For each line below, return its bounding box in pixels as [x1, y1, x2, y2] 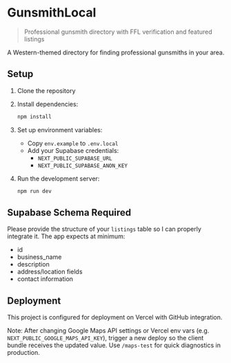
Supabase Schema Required [7, 207, 132, 218]
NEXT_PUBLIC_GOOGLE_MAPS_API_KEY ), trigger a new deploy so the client [7, 334, 204, 342]
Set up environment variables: [17, 125, 103, 134]
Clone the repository [17, 86, 76, 94]
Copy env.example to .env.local [27, 139, 119, 147]
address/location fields [17, 267, 83, 276]
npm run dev [17, 187, 52, 194]
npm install [17, 113, 52, 120]
